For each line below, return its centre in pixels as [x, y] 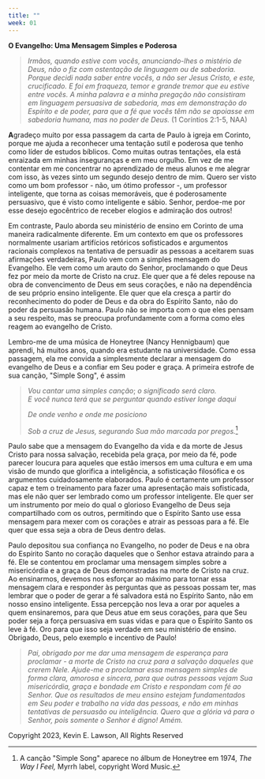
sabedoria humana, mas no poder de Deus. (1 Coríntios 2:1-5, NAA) [137, 119]
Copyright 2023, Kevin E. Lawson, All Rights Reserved [96, 736]
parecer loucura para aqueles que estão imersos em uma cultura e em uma [130, 463]
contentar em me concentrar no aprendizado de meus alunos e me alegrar [129, 168]
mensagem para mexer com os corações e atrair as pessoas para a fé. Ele [129, 521]
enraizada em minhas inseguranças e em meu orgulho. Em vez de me [121, 160]
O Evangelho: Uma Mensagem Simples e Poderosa [93, 45]
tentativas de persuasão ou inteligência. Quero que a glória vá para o [141, 712]
